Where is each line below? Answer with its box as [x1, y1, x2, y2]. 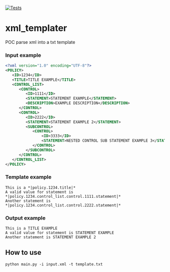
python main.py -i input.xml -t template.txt [5, 261, 103, 267]
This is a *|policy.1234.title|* [5, 185, 76, 190]
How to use [5, 248, 41, 257]
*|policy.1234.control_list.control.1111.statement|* [5, 194, 121, 199]
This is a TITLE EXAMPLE [5, 226, 58, 231]
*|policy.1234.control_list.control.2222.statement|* [5, 202, 121, 208]
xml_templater [5, 23, 67, 34]
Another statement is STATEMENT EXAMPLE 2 [5, 235, 96, 240]
